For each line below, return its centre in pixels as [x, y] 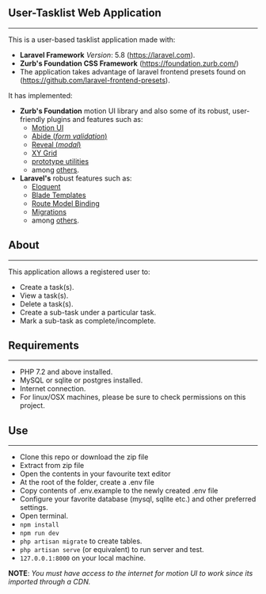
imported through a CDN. [49, 582]
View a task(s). [44, 295]
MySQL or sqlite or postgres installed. [81, 380]
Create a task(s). [47, 287]
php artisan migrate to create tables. [81, 541]
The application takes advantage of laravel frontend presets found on [133, 71]
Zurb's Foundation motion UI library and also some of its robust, [125, 111]
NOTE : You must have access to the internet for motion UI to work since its [131, 573]
